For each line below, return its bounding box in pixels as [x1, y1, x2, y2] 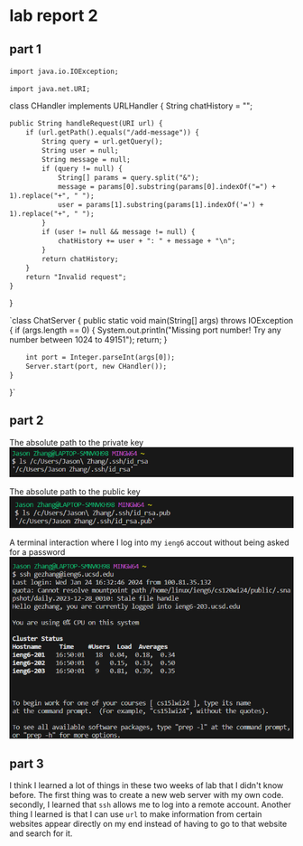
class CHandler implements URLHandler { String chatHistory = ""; [9, 100, 253, 111]
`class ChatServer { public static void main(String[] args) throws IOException [9, 315, 294, 325]
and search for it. [9, 828, 73, 839]
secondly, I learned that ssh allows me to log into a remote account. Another [9, 799, 291, 810]
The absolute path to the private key [9, 437, 144, 447]
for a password [9, 546, 66, 557]
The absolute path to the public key [9, 485, 142, 497]
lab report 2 [9, 5, 98, 26]
